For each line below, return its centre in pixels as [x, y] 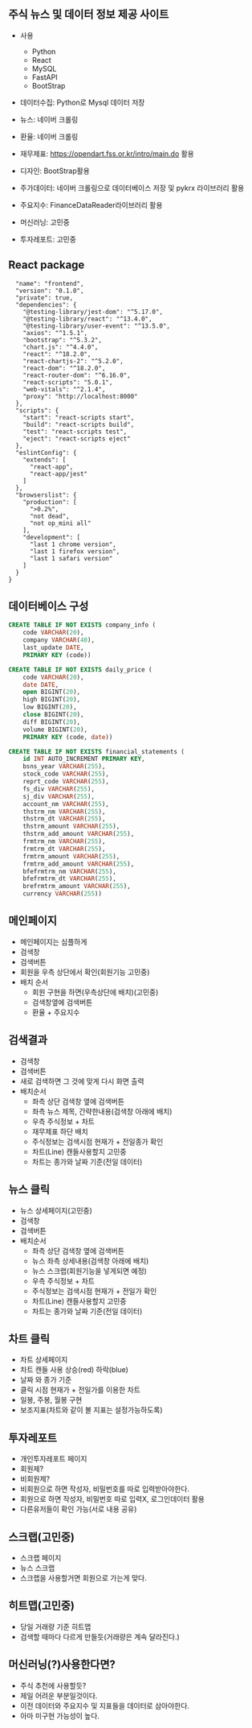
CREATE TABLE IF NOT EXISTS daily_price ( [80, 670]
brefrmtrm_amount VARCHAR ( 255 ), [77, 887]
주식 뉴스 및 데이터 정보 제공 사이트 [89, 14]
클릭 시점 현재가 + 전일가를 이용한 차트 [80, 1390]
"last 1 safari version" [71, 558]
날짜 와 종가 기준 [46, 1380]
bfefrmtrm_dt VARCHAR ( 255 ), [69, 879]
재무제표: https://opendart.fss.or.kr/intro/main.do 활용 [107, 153]
